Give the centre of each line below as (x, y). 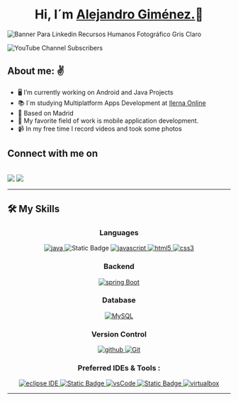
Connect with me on (53, 154)
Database (119, 300)
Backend (119, 267)
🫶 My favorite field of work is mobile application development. (108, 121)
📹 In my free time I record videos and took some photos (100, 128)
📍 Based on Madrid (46, 113)
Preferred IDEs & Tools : (119, 368)
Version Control (119, 334)
